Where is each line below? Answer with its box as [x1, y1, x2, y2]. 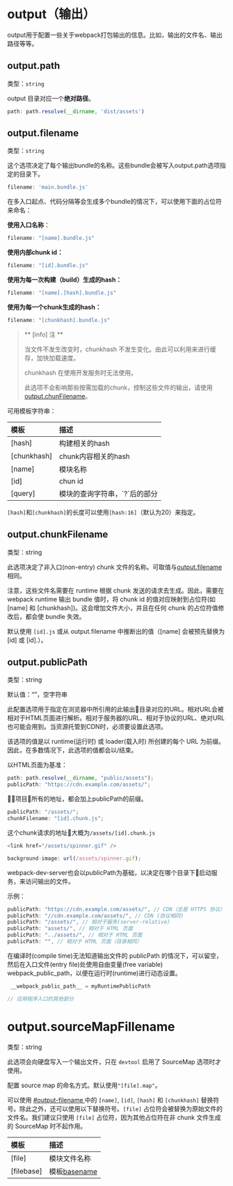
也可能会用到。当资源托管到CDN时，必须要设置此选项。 [7, 723, 167, 731]
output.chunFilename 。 [24, 392, 92, 400]
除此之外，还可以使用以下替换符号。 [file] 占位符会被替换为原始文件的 [19, 1104, 223, 1113]
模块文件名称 [49, 1153, 92, 1163]
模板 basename [49, 1167, 97, 1176]
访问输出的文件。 [25, 877, 74, 886]
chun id [58, 476, 83, 486]
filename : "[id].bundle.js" [7, 262, 89, 269]
